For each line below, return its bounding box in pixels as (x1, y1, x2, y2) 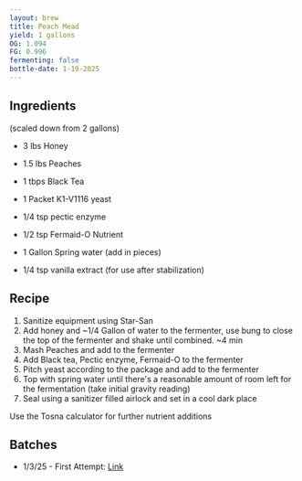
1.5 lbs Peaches (22, 157, 82, 169)
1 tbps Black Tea (22, 176, 85, 187)
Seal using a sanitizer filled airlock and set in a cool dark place (22, 392, 257, 403)
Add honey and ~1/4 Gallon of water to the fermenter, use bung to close (22, 325, 294, 336)
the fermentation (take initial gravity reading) (22, 383, 191, 394)
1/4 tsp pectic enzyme (22, 211, 107, 222)
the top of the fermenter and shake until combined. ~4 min (22, 335, 244, 346)
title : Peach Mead (9, 22, 79, 31)
